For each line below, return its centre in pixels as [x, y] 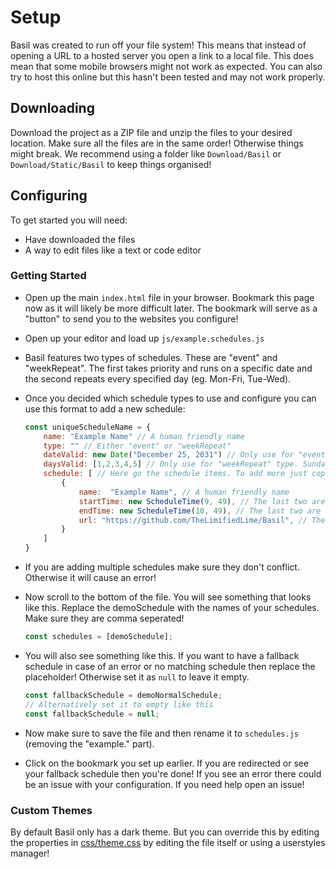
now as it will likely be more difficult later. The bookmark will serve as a [171, 308]
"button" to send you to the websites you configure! [131, 318]
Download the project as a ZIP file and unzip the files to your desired [151, 132]
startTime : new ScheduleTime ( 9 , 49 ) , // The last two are [202, 501]
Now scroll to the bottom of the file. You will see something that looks [168, 597]
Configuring [49, 196]
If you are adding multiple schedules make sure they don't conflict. [162, 567]
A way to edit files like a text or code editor [113, 250]
